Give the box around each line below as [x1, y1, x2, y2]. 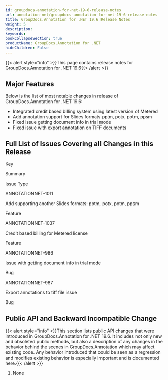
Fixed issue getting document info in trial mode [12, 119, 111, 125]
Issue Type [5, 181, 28, 187]
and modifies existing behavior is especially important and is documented [5, 355, 159, 361]
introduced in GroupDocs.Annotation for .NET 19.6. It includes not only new [5, 333, 162, 339]
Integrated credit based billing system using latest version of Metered [12, 108, 158, 115]
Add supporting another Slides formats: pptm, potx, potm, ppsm [5, 200, 140, 207]
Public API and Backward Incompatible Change [5, 314, 157, 323]
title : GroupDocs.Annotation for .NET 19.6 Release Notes [5, 17, 130, 22]
